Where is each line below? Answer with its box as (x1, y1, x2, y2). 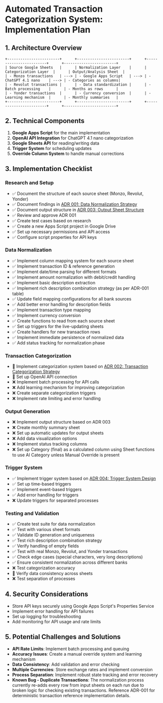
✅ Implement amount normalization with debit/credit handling (12, 274, 136, 280)
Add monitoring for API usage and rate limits (12, 618, 101, 624)
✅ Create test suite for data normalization (12, 521, 96, 527)
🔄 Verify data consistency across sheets (12, 570, 93, 576)
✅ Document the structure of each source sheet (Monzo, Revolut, (12, 191, 144, 196)
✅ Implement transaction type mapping (12, 307, 91, 313)
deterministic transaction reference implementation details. (12, 692, 130, 698)
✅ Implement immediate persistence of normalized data (12, 334, 124, 340)
